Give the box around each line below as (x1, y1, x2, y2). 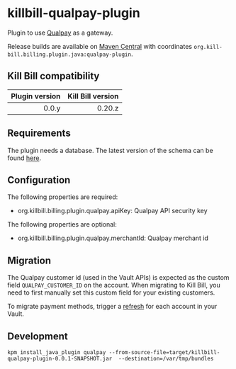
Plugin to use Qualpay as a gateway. (7, 28, 113, 37)
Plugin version (11, 91, 61, 101)
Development (7, 330, 69, 342)
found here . (7, 154, 41, 162)
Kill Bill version (67, 91, 119, 101)
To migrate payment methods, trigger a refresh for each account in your (7, 302, 218, 311)
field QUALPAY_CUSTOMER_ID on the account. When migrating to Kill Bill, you (7, 281, 221, 290)
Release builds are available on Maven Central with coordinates (7, 42, 193, 50)
